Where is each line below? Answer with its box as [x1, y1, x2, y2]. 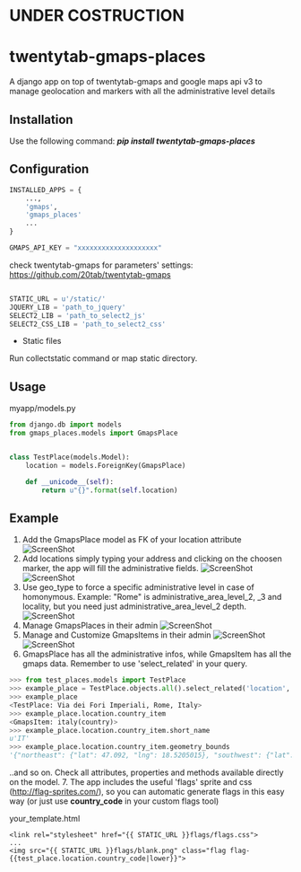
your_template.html [9, 814, 81, 824]
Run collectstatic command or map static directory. [9, 353, 198, 364]
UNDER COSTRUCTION [9, 5, 185, 26]
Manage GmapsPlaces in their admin [21, 621, 159, 631]
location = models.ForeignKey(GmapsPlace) [25, 461, 186, 470]
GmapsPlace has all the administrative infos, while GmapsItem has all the [21, 648, 292, 660]
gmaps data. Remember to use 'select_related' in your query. [21, 658, 248, 669]
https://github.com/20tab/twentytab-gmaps [9, 269, 172, 279]
